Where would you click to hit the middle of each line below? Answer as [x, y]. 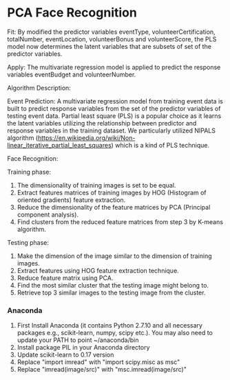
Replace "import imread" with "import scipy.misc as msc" [98, 362]
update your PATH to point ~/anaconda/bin [78, 340]
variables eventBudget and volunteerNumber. [72, 74]
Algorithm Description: [39, 88]
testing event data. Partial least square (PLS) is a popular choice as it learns [114, 116]
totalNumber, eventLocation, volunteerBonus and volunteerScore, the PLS [112, 39]
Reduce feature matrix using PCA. [65, 278]
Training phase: [29, 172]
